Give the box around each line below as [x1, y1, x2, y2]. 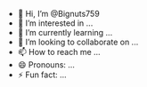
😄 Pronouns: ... [17, 59, 76, 70]
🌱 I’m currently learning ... [17, 28, 113, 37]
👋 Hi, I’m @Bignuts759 [17, 9, 100, 19]
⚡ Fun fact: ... [17, 69, 67, 80]
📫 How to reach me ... [17, 47, 101, 57]
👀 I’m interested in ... [17, 18, 94, 28]
